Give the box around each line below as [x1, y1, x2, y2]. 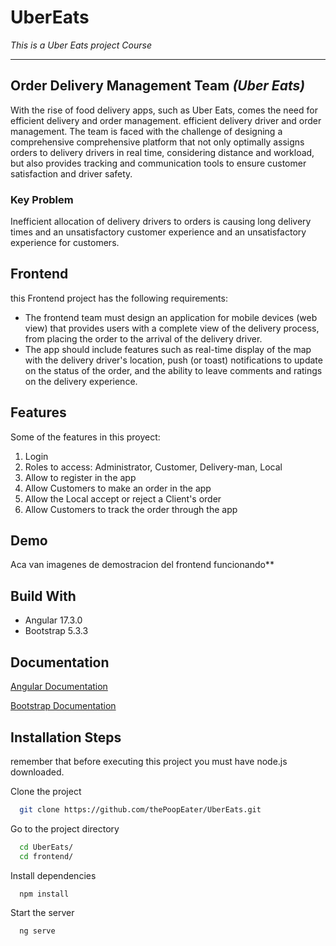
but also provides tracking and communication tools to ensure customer [10, 157, 307, 169]
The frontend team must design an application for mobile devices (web [24, 311, 318, 323]
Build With [10, 587, 77, 605]
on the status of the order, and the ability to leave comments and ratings [24, 364, 323, 376]
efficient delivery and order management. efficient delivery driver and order [10, 114, 322, 126]
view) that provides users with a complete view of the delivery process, [24, 322, 320, 334]
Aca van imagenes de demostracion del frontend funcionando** [10, 559, 275, 571]
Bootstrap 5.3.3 [24, 625, 89, 637]
